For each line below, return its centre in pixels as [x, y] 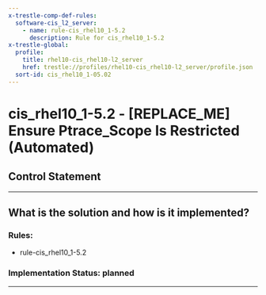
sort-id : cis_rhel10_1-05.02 [63, 75]
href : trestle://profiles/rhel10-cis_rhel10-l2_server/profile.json [138, 67]
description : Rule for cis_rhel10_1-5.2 [97, 38]
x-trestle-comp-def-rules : [53, 15]
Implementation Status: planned [71, 273]
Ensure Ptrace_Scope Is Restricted [124, 130]
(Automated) [51, 147]
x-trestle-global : [38, 45]
